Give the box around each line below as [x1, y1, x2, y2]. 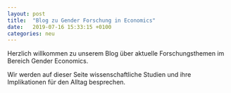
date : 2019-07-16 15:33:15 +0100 [7, 23, 112, 30]
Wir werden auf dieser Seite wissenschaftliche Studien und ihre [7, 70, 192, 79]
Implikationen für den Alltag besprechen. [7, 78, 125, 87]
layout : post [7, 10, 46, 18]
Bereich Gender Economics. [7, 57, 89, 66]
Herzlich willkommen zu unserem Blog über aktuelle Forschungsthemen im [7, 49, 225, 58]
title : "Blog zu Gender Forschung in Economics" [7, 17, 156, 24]
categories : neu [7, 30, 55, 37]
